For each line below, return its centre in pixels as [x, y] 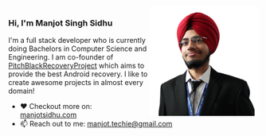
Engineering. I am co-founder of [61, 57]
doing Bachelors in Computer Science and [78, 49]
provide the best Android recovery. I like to [78, 74]
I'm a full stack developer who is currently [77, 41]
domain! [22, 91]
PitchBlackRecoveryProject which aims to [76, 66]
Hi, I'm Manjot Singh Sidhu [61, 23]
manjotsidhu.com [48, 115]
